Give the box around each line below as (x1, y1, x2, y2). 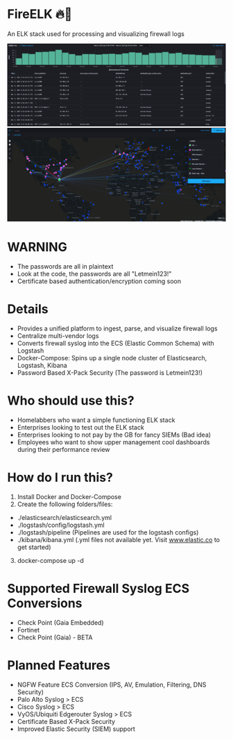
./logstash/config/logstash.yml (17, 521, 105, 529)
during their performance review (17, 445, 110, 453)
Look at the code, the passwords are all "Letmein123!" (17, 270, 172, 278)
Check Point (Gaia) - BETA (17, 633, 93, 641)
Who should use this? (7, 393, 135, 409)
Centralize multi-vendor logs (17, 332, 99, 340)
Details (7, 301, 49, 317)
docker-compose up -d (17, 556, 85, 564)
